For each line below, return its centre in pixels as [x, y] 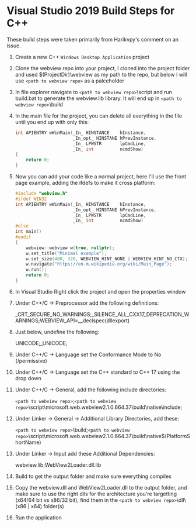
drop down [28, 378]
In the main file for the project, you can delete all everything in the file [99, 116]
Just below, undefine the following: [57, 332]
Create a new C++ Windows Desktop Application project [82, 57]
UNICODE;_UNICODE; [41, 343]
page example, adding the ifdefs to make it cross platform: [85, 183]
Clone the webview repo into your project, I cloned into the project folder [102, 68]
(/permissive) [31, 360]
